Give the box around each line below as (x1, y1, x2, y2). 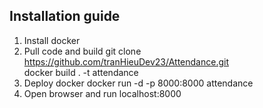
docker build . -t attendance (23, 66, 139, 78)
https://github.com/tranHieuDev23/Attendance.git (23, 55, 230, 68)
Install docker (23, 34, 81, 46)
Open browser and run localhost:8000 (23, 87, 182, 99)
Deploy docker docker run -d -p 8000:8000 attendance (23, 77, 254, 89)
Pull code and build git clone (23, 45, 142, 57)
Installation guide (9, 8, 121, 25)
